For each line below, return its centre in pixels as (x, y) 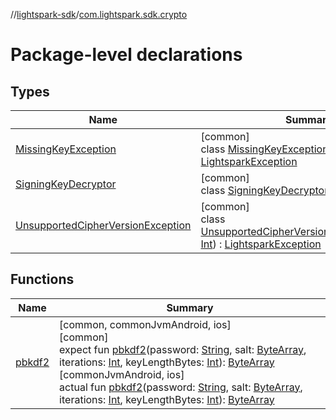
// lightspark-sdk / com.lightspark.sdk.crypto (99, 14)
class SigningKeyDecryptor (264, 190)
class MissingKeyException (264, 149)
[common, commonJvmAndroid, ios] (145, 324)
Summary (190, 307)
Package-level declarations (126, 55)
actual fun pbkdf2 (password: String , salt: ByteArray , (181, 387)
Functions (42, 279)
